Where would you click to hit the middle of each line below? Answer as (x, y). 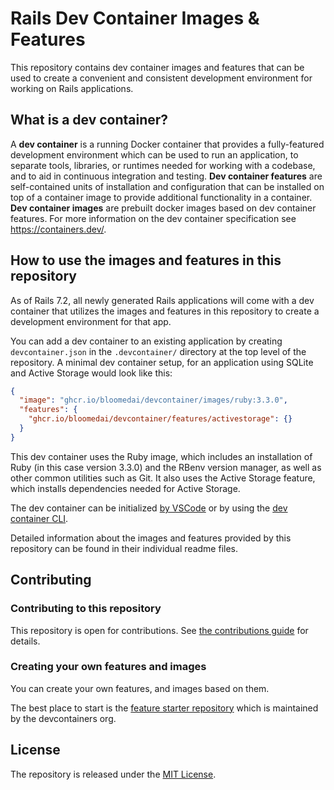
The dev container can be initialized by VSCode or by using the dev (149, 508)
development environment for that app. (91, 321)
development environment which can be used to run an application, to (154, 154)
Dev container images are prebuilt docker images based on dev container (163, 208)
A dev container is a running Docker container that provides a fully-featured (167, 144)
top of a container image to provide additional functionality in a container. (161, 197)
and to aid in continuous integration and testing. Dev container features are (166, 176)
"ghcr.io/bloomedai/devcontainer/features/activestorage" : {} (160, 419)
